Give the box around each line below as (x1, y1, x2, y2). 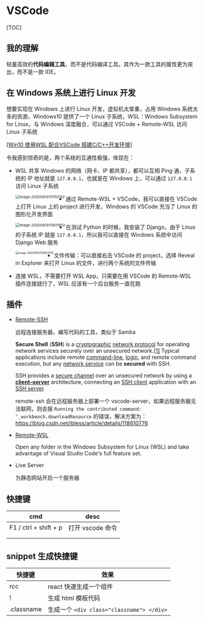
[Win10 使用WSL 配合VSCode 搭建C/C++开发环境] (6, 141, 133, 148)
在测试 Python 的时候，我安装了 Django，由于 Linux (66, 223, 196, 231)
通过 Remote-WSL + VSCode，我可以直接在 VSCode (65, 195, 197, 202)
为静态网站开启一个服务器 (15, 474, 80, 482)
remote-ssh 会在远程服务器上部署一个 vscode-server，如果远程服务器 (15, 397, 191, 405)
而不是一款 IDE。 (16, 68, 60, 75)
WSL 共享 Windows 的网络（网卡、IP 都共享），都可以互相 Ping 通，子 (15, 167, 191, 174)
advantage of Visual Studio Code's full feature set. (15, 450, 142, 457)
